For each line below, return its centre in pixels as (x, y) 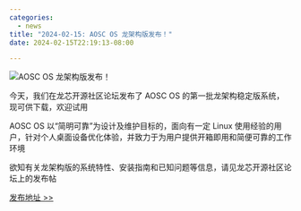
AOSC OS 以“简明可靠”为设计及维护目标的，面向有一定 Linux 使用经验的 (142, 126)
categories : (31, 17)
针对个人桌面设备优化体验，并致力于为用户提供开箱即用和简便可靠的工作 (158, 137)
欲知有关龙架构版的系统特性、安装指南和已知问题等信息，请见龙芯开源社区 (146, 167)
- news (30, 26)
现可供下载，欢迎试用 (48, 107)
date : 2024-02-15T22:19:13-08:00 (72, 42)
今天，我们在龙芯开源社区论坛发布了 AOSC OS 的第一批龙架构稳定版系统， (147, 96)
